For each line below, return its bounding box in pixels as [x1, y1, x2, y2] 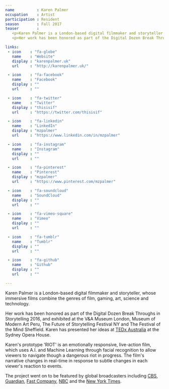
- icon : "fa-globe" [7, 49, 57, 54]
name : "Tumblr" [12, 239, 53, 244]
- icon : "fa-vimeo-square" [7, 211, 73, 217]
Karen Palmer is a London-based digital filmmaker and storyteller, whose [5, 290, 156, 296]
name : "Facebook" [12, 77, 57, 82]
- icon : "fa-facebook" [7, 73, 64, 78]
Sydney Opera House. [5, 332, 51, 338]
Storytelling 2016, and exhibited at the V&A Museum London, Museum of [5, 315, 156, 321]
